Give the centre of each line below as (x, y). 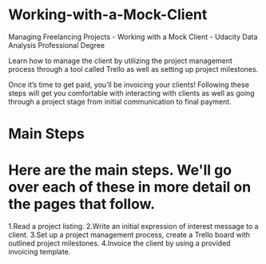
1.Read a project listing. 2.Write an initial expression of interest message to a (133, 227)
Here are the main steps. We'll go (120, 170)
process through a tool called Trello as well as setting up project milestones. (133, 69)
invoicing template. (40, 252)
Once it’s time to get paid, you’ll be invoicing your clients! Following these (129, 85)
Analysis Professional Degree (57, 45)
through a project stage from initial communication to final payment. (120, 101)
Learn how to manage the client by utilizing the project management (121, 61)
